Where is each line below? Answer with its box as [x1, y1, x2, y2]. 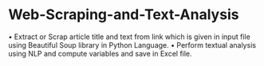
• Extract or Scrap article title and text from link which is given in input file [8, 32, 251, 41]
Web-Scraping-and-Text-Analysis [8, 6, 239, 24]
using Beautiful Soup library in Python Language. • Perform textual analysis [8, 40, 257, 49]
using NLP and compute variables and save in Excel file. [8, 49, 193, 58]
